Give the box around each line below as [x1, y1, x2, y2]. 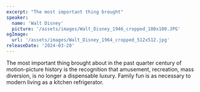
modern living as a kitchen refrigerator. [6, 78, 104, 85]
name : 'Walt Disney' [12, 20, 64, 26]
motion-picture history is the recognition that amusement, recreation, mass [6, 65, 195, 73]
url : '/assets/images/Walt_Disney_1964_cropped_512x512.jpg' [12, 37, 170, 43]
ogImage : [6, 31, 29, 38]
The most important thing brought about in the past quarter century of [6, 59, 182, 67]
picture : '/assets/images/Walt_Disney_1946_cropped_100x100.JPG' [12, 25, 181, 32]
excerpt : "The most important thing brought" [6, 8, 123, 15]
